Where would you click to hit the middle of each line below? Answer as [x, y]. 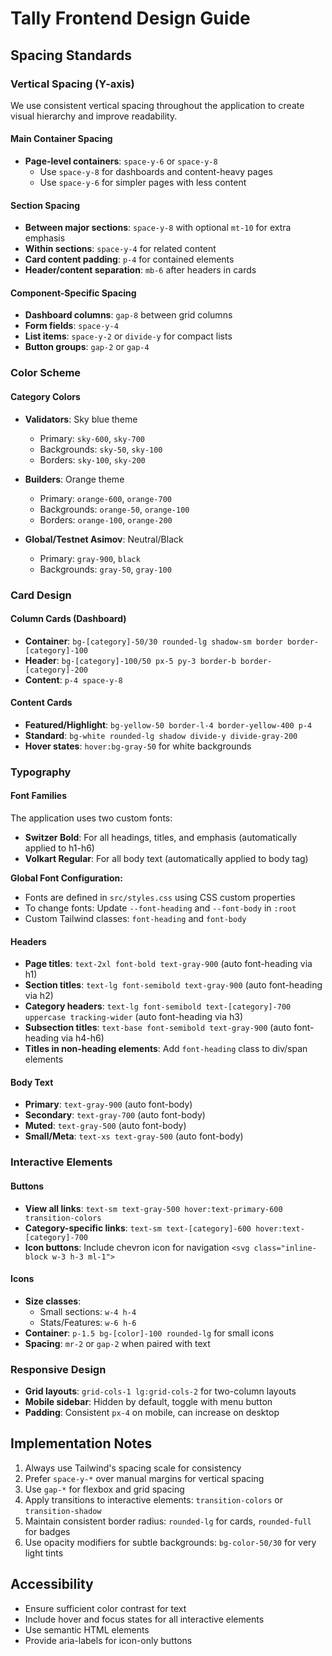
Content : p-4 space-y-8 [73, 679]
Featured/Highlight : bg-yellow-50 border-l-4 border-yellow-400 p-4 [168, 724]
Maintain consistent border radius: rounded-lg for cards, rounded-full [168, 1521]
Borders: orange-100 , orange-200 [106, 519]
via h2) [39, 996]
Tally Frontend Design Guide [130, 18]
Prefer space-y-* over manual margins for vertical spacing [144, 1478]
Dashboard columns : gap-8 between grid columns [128, 315]
